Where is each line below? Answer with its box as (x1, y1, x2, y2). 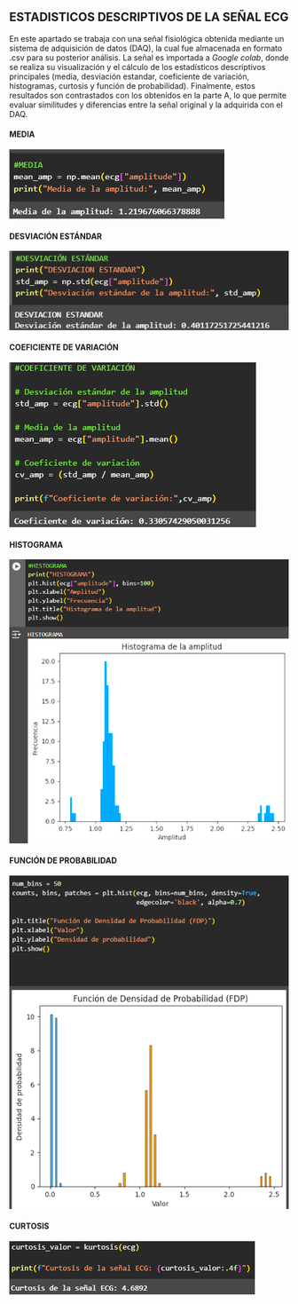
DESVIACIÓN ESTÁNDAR (9, 231, 103, 241)
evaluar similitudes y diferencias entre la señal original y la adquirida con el (9, 99, 284, 110)
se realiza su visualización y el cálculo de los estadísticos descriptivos (9, 61, 266, 72)
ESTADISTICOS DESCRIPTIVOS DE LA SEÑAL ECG (9, 10, 289, 25)
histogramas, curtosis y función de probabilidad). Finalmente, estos (9, 80, 255, 91)
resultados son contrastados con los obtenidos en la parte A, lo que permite (9, 90, 287, 100)
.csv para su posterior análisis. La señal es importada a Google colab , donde (9, 51, 289, 63)
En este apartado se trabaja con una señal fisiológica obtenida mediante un (9, 33, 285, 43)
